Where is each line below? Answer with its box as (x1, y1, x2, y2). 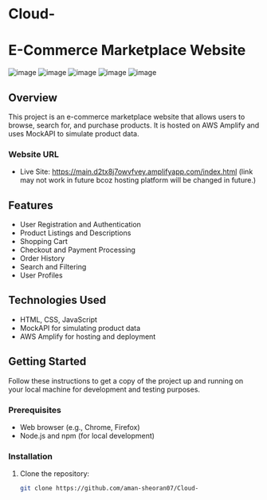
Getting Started (8, 355, 87, 368)
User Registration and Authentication (19, 220, 142, 230)
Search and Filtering (19, 262, 87, 272)
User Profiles (19, 270, 63, 280)
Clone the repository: (19, 469, 90, 478)
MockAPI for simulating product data (19, 323, 141, 333)
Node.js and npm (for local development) (19, 431, 155, 440)
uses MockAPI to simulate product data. (8, 128, 139, 138)
